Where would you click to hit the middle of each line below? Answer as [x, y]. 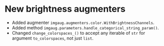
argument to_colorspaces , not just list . [53, 38]
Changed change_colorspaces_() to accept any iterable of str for [79, 33]
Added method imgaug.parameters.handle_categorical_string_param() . [85, 27]
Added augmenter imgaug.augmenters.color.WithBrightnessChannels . [83, 23]
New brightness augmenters [65, 9]
